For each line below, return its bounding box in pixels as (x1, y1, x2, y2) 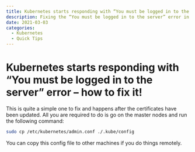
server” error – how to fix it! (6, 86, 142, 99)
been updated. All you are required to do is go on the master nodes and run (6, 111, 187, 118)
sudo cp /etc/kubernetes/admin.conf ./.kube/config (6, 129, 134, 134)
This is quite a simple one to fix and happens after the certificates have (6, 105, 177, 112)
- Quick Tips (11, 36, 43, 42)
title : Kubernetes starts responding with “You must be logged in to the (6, 8, 190, 15)
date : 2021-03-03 (6, 19, 48, 25)
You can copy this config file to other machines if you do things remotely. (6, 139, 182, 146)
